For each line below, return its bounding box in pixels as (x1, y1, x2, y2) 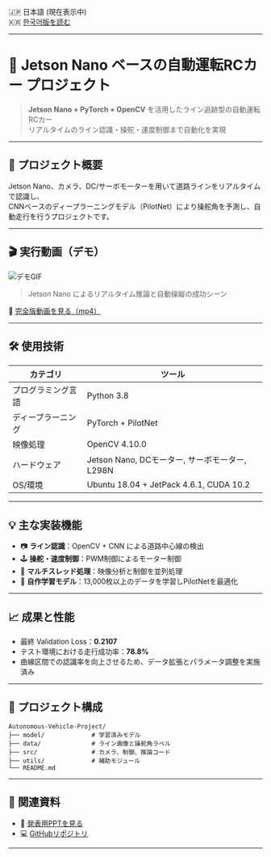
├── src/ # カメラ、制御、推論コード (8, 748, 171, 756)
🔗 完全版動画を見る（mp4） (8, 306, 102, 315)
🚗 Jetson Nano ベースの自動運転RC (8, 56, 244, 74)
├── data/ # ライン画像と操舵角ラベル (8, 739, 171, 748)
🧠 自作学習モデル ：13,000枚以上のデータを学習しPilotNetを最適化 (19, 576, 239, 586)
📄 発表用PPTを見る (19, 818, 83, 828)
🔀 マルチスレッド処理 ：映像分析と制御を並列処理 (19, 567, 183, 576)
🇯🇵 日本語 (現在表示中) (8, 7, 87, 16)
